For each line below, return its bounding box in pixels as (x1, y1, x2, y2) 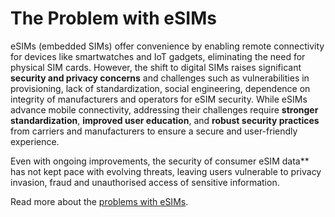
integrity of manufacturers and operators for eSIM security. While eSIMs (10, 93, 308, 105)
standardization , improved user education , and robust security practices (10, 114, 320, 126)
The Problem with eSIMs (10, 7, 217, 30)
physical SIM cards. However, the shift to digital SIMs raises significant (10, 61, 302, 73)
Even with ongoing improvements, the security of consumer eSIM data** (10, 155, 310, 167)
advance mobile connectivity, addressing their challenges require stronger (10, 103, 319, 116)
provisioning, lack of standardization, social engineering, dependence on (10, 82, 311, 94)
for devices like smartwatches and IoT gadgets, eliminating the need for (10, 50, 306, 62)
